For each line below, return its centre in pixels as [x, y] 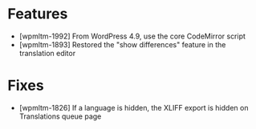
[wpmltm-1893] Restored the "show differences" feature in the [122, 44]
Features [38, 14]
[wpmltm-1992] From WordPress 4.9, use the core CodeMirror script [132, 36]
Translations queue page [60, 116]
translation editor [47, 53]
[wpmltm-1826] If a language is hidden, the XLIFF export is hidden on [134, 107]
